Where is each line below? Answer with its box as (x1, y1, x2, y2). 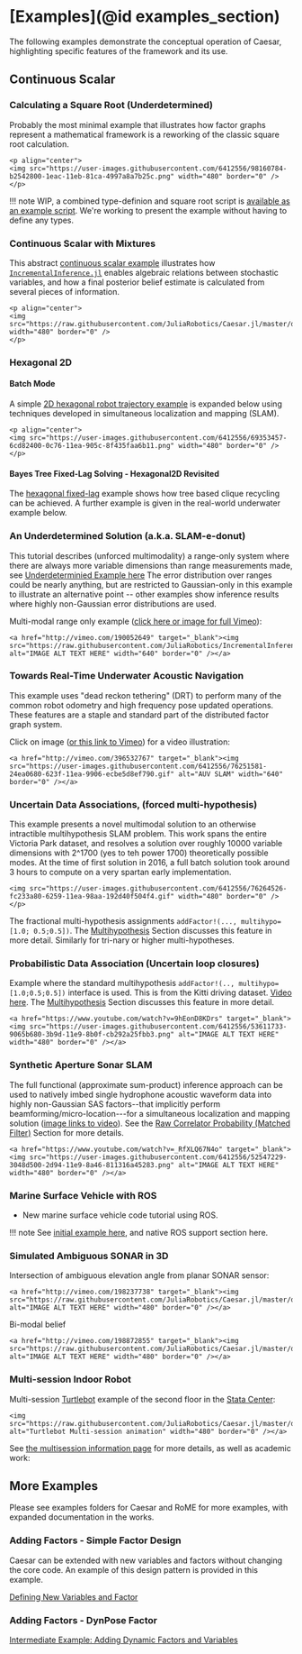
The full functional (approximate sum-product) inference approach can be (9, 1079, 283, 1090)
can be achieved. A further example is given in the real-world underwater (9, 498, 281, 508)
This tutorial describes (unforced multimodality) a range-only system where (9, 550, 289, 561)
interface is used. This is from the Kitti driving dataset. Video (67, 987, 292, 998)
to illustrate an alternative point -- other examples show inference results (9, 589, 280, 599)
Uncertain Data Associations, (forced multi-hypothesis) (9, 798, 258, 810)
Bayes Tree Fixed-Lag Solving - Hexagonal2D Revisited (9, 468, 220, 479)
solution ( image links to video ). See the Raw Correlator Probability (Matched (9, 1118, 290, 1129)
